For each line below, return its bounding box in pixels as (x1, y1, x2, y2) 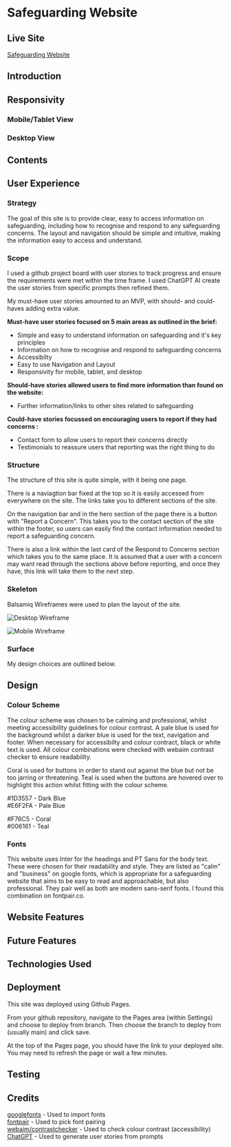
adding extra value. (25, 305, 80, 312)
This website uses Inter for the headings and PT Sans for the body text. (7, 855, 209, 863)
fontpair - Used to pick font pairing (7, 1118, 105, 1126)
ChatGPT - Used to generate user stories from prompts (7, 1133, 164, 1141)
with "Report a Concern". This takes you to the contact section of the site (7, 517, 214, 525)
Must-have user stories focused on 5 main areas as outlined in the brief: (7, 318, 218, 325)
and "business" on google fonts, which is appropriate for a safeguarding (7, 869, 212, 877)
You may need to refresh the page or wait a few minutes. (7, 1048, 168, 1057)
